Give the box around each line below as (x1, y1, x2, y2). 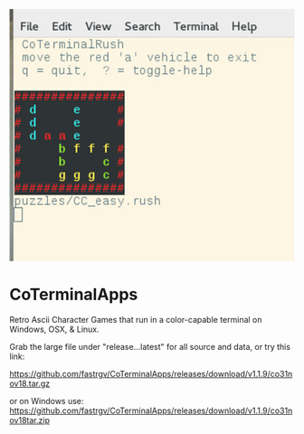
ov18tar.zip (9, 414, 50, 425)
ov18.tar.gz (9, 378, 51, 389)
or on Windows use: (9, 395, 84, 406)
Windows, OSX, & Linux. (9, 324, 100, 335)
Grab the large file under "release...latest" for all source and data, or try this (9, 341, 291, 352)
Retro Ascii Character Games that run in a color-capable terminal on (9, 314, 262, 325)
